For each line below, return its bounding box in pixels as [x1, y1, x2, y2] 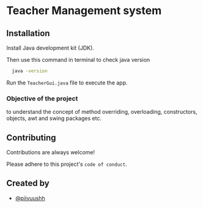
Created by [6, 178, 50, 188]
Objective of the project [6, 94, 78, 103]
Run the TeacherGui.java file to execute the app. [6, 79, 128, 86]
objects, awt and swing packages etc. [6, 114, 102, 122]
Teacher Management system [6, 4, 162, 18]
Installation [6, 28, 50, 39]
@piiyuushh [15, 194, 46, 202]
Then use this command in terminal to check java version [6, 56, 150, 63]
